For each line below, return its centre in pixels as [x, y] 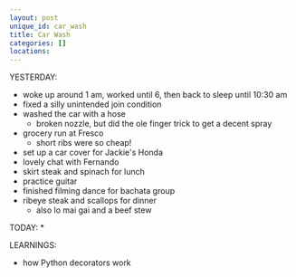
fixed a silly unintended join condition [92, 104]
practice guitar [50, 181]
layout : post [34, 18]
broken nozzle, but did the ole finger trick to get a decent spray [154, 124]
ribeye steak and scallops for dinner [89, 201]
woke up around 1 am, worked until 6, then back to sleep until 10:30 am [155, 95]
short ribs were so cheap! [84, 143]
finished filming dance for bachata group [98, 191]
